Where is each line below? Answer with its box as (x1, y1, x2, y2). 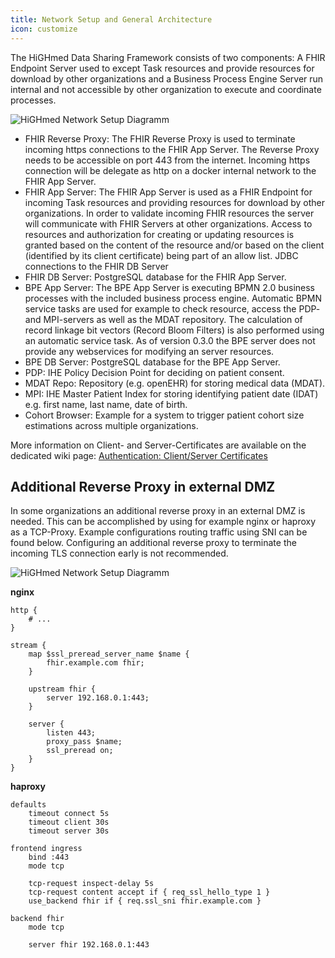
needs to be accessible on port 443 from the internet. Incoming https (24, 154, 311, 166)
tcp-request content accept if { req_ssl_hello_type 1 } (28, 887, 271, 898)
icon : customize (10, 24, 78, 34)
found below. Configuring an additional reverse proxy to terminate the (10, 537, 297, 549)
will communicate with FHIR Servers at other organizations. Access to (24, 217, 313, 230)
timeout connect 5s (28, 809, 110, 819)
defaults (10, 800, 47, 810)
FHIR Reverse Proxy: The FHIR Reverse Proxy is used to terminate (24, 132, 296, 145)
